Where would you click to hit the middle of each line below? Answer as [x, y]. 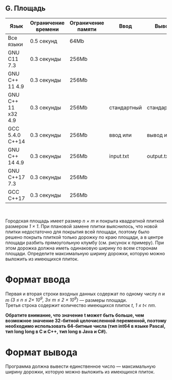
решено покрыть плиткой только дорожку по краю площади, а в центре [84, 237]
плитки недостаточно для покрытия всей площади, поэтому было [78, 232]
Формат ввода [38, 280]
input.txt [119, 156]
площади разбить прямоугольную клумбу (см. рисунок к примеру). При [85, 242]
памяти [87, 29]
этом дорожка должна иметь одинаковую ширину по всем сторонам [81, 248]
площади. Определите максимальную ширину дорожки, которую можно [85, 253]
